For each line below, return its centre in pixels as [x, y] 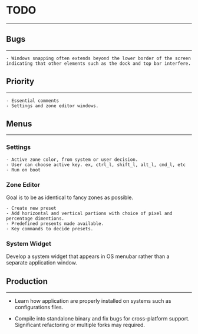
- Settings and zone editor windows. [52, 106]
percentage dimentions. [35, 219]
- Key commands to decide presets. [50, 229]
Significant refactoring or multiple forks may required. [80, 325]
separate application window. [42, 263]
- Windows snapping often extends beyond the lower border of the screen [99, 58]
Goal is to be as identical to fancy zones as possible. [70, 197]
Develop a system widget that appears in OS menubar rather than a [88, 256]
